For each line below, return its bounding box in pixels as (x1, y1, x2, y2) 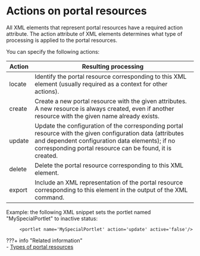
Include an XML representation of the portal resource (35, 178, 183, 186)
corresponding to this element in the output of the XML (35, 186, 188, 194)
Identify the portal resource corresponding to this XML (35, 72, 187, 81)
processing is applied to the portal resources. (6, 36, 118, 44)
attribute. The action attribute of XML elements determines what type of (6, 30, 183, 37)
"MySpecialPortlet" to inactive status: (6, 215, 98, 222)
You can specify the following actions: (6, 48, 100, 55)
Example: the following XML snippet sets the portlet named (6, 208, 151, 215)
